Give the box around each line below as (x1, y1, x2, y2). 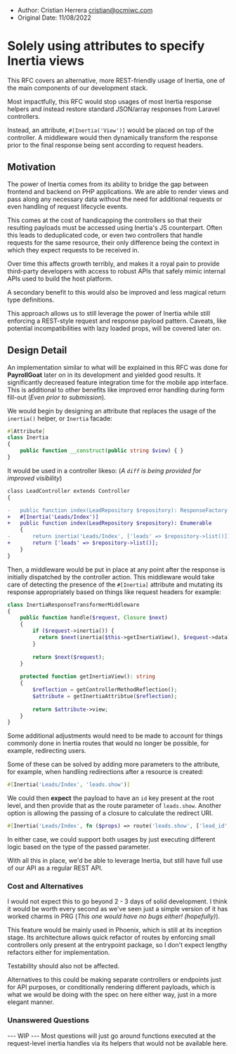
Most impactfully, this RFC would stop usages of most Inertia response (7, 97, 212, 105)
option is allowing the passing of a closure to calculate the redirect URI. (7, 809, 214, 818)
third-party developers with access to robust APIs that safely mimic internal (7, 266, 226, 275)
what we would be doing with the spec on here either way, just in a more (7, 991, 217, 999)
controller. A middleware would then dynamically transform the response (7, 133, 218, 141)
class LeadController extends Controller (7, 487, 131, 494)
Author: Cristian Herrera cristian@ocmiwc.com (17, 6, 153, 14)
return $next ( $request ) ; (32, 653, 105, 660)
